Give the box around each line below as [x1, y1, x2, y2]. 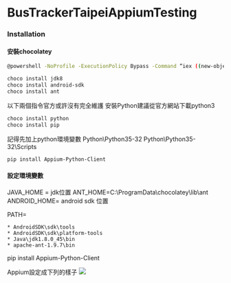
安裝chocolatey [7, 47, 52, 56]
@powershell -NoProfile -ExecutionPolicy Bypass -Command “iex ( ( [7, 63, 201, 70]
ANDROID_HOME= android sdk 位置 [7, 196, 109, 205]
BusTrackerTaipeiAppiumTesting [7, 5, 197, 21]
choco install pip [7, 122, 60, 128]
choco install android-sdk [7, 82, 85, 89]
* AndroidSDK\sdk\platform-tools [7, 229, 103, 236]
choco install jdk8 [7, 76, 63, 82]
